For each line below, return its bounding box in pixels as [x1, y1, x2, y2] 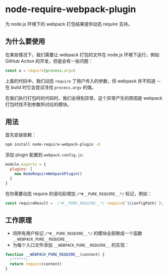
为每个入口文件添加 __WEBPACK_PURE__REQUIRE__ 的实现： [12, 242, 130, 248]
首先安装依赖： [5, 132, 36, 138]
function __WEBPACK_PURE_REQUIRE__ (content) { [5, 252, 105, 257]
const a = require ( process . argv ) [5, 68, 76, 73]
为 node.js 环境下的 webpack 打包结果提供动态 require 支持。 [5, 21, 133, 27]
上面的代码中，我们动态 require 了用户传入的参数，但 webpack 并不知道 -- [5, 77, 161, 84]
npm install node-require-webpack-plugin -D [5, 142, 100, 147]
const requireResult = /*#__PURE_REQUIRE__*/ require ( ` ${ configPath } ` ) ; [5, 201, 164, 206]
